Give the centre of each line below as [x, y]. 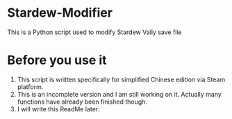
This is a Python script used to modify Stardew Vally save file [94, 32]
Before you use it [57, 60]
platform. [30, 87]
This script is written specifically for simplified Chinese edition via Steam [121, 79]
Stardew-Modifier [60, 13]
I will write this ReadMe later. [58, 109]
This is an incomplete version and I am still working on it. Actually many [119, 94]
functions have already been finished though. [82, 102]
